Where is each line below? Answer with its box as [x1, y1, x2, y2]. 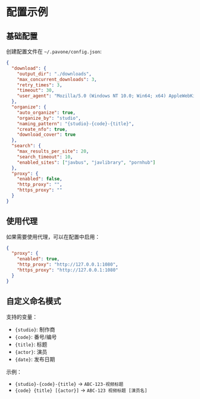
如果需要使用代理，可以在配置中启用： [6, 233, 100, 240]
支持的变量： [6, 313, 37, 320]
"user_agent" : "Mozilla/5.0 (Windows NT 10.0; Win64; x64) [17, 93, 167, 99]
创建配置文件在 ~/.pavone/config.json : [6, 48, 102, 55]
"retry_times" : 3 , [17, 82, 62, 88]
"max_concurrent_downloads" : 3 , [17, 76, 97, 82]
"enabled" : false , [17, 176, 62, 182]
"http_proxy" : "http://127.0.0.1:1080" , [17, 261, 118, 268]
